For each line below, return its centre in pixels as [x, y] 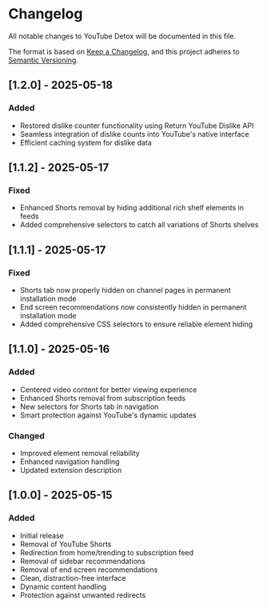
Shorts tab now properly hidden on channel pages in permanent [125, 290]
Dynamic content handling [63, 586]
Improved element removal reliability [80, 453]
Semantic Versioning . [43, 60]
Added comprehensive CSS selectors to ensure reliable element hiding [136, 324]
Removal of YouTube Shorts [66, 544]
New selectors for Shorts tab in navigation [89, 406]
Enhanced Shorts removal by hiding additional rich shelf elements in [132, 208]
